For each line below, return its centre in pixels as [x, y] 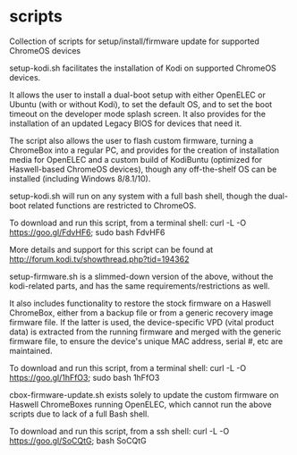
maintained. [31, 350]
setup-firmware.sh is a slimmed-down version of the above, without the [141, 276]
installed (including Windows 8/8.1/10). [80, 178]
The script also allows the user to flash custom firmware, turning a [132, 140]
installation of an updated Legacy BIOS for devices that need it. [126, 123]
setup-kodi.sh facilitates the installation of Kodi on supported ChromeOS [143, 68]
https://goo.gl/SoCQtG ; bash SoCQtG [78, 441]
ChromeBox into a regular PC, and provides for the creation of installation [144, 150]
